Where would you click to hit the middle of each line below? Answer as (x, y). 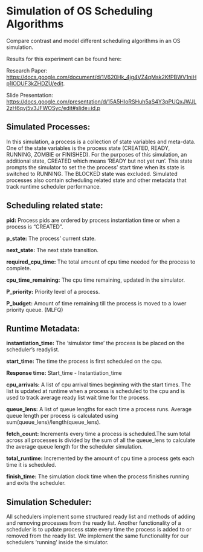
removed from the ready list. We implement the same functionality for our (98, 536)
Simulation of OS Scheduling (79, 11)
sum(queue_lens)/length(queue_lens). (53, 422)
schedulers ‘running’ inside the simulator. (57, 542)
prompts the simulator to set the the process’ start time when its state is (96, 167)
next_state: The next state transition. (52, 250)
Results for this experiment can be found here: (64, 59)
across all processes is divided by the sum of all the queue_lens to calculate (101, 440)
